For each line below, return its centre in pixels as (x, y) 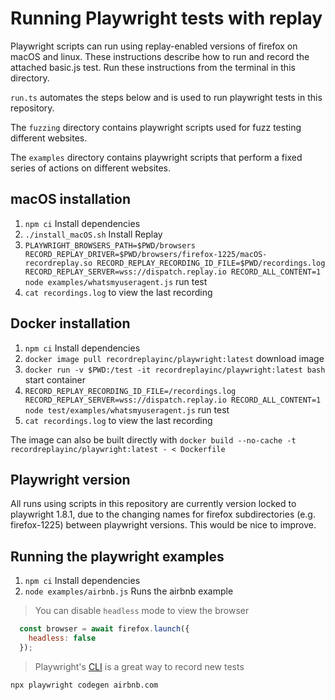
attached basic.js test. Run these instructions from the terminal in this (153, 67)
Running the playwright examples (117, 556)
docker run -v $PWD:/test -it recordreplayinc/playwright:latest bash (175, 370)
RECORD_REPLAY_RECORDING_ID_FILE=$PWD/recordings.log (211, 263)
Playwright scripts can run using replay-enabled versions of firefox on (154, 46)
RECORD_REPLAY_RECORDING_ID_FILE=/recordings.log (130, 391)
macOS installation (71, 199)
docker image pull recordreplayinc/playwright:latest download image (174, 358)
